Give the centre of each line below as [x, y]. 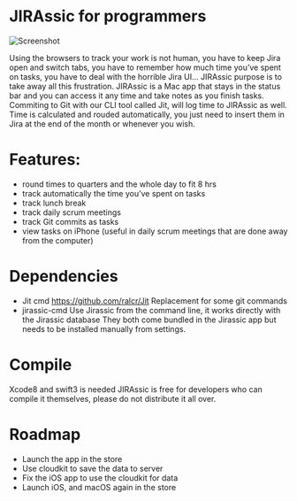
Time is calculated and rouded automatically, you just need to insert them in [147, 114]
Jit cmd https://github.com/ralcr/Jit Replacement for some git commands [155, 301]
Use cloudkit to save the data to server [92, 468]
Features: [45, 160]
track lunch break [54, 203]
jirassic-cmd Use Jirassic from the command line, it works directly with [151, 310]
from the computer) [58, 240]
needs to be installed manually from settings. [104, 328]
